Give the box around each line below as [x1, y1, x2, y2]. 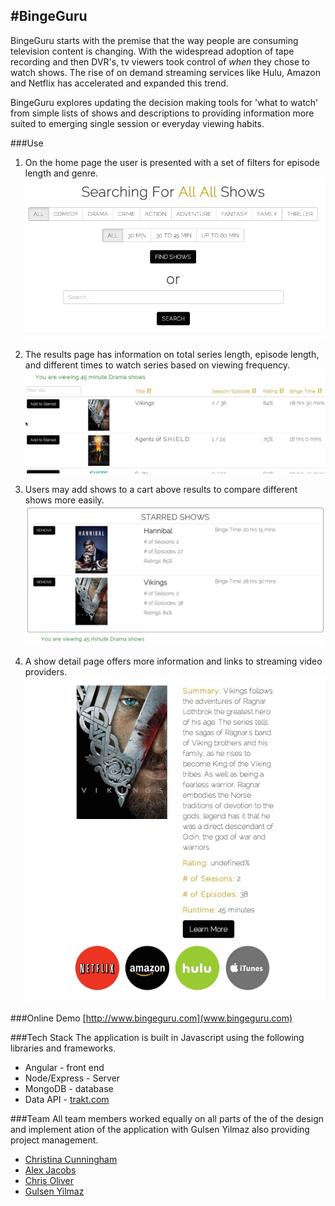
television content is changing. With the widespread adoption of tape [10, 45, 295, 57]
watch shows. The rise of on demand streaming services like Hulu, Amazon [10, 66, 322, 78]
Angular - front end [24, 1061, 105, 1073]
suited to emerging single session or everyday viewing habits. [10, 117, 265, 129]
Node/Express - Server [24, 1072, 121, 1084]
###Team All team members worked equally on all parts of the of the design [10, 1112, 325, 1124]
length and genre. [24, 167, 98, 179]
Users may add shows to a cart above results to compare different [24, 484, 298, 496]
